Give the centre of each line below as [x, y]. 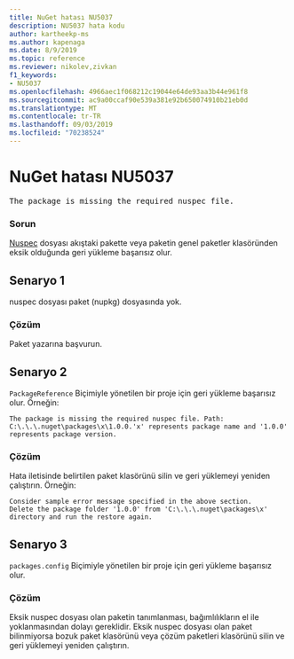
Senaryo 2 [38, 372]
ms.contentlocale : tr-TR [55, 116]
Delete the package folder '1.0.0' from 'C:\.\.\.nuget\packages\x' [139, 510]
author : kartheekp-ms [49, 34]
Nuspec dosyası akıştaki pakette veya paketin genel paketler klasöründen [143, 243]
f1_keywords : [33, 75]
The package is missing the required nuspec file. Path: [117, 419]
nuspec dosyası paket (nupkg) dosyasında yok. [95, 302]
